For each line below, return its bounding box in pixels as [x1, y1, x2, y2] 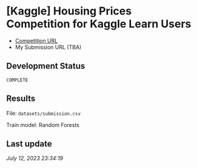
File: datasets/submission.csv [6, 109, 81, 117]
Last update [6, 138, 53, 149]
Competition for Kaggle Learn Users [6, 17, 192, 31]
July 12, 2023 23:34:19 [6, 155, 64, 162]
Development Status [6, 61, 85, 71]
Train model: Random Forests [6, 121, 80, 128]
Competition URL [15, 37, 58, 44]
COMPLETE [6, 77, 28, 83]
